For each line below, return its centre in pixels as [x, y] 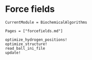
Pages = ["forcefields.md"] [34, 31]
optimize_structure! [26, 44]
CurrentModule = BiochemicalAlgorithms [46, 22]
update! [13, 53]
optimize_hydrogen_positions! [36, 40]
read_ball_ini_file [25, 48]
